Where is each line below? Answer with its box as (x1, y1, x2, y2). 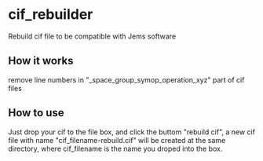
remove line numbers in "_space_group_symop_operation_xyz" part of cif (8, 75, 245, 84)
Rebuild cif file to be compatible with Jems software (8, 31, 177, 41)
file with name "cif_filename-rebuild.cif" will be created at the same (8, 135, 226, 145)
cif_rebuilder (8, 5, 93, 24)
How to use (8, 106, 64, 119)
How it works (8, 54, 74, 68)
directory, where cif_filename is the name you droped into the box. (8, 144, 223, 153)
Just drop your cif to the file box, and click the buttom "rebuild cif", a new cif (8, 127, 255, 137)
